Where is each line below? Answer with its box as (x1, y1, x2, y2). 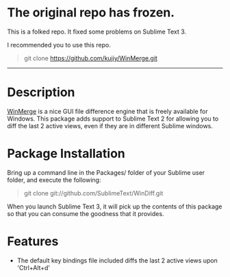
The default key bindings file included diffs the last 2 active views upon (16, 256, 218, 265)
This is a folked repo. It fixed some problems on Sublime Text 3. (7, 27, 187, 36)
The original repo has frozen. (7, 5, 175, 21)
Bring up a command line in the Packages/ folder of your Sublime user (7, 168, 205, 176)
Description (7, 84, 75, 100)
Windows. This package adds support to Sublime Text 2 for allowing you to (7, 115, 219, 123)
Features (7, 234, 59, 249)
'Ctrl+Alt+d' (16, 263, 51, 272)
